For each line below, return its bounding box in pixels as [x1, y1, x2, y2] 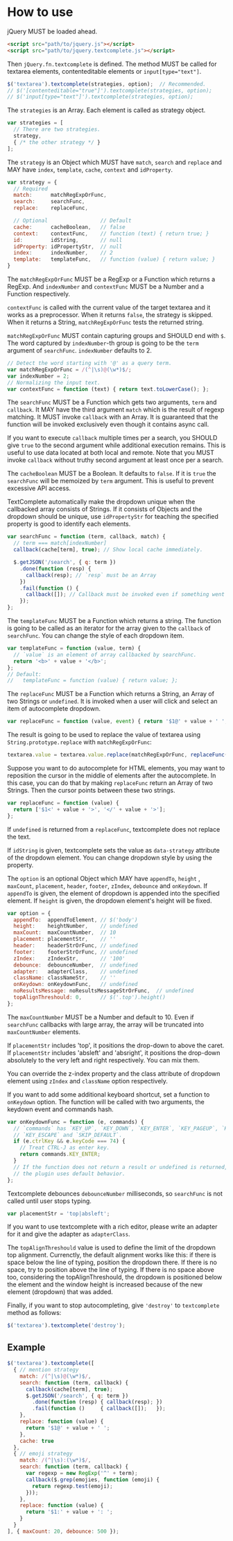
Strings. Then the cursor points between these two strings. [7, 786, 175, 795]
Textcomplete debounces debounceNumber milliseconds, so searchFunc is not [7, 1189, 223, 1197]
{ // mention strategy [13, 1366, 79, 1373]
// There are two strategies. [13, 126, 101, 133]
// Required [13, 185, 49, 192]
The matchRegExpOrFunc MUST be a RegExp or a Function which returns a [7, 275, 216, 284]
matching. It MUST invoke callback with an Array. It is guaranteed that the [7, 413, 218, 421]
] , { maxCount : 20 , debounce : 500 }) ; [7, 1528, 119, 1535]
